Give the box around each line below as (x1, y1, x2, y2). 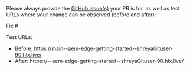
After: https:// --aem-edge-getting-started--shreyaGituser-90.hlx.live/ (14, 58, 184, 64)
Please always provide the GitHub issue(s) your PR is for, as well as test (6, 5, 180, 12)
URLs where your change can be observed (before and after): (6, 11, 156, 18)
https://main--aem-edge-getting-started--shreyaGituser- (34, 45, 173, 52)
